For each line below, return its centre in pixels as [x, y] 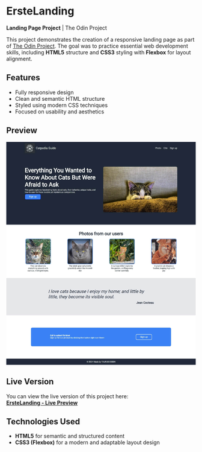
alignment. [19, 59]
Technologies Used [43, 422]
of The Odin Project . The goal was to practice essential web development [97, 46]
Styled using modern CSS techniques [61, 105]
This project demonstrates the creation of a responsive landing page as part [100, 39]
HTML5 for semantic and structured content [70, 436]
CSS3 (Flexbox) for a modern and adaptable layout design [87, 442]
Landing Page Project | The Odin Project [57, 28]
